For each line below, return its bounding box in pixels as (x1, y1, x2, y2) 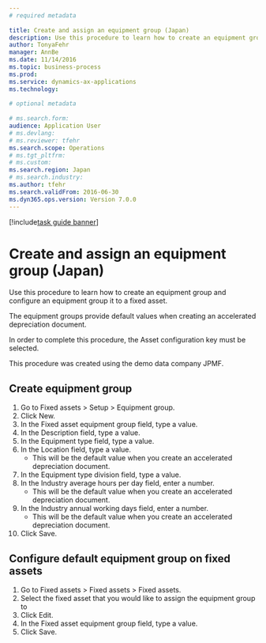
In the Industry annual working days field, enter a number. (20, 504, 208, 513)
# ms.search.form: (9, 115, 69, 123)
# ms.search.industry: (9, 173, 84, 182)
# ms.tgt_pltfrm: (9, 151, 66, 159)
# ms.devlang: (9, 129, 56, 137)
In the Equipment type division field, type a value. (20, 470, 182, 479)
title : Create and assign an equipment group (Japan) (9, 26, 190, 34)
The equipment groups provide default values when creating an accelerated (9, 312, 257, 321)
